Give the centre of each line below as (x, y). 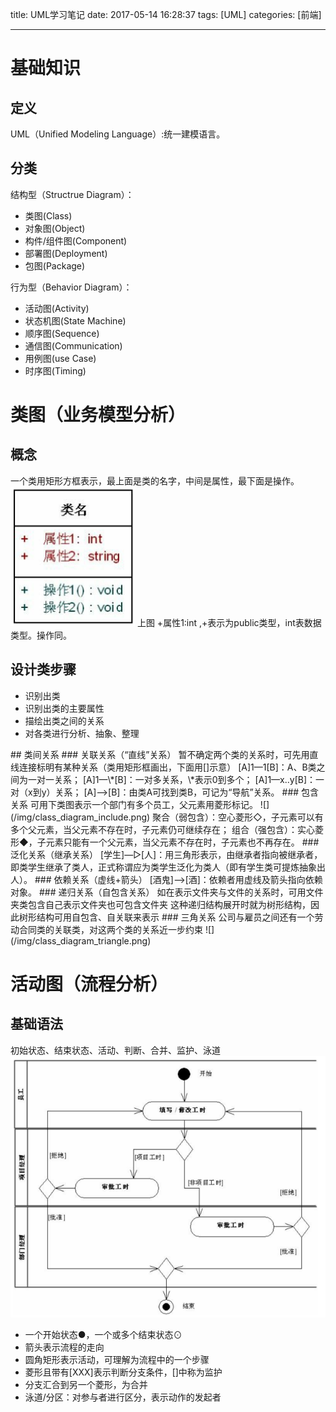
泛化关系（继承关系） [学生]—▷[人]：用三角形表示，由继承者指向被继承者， (166, 854)
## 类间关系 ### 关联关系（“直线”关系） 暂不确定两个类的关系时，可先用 (160, 754)
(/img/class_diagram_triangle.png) (81, 940)
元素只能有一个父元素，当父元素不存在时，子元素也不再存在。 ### (182, 842)
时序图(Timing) (55, 370)
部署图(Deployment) (66, 253)
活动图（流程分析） (89, 984)
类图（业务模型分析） (98, 415)
